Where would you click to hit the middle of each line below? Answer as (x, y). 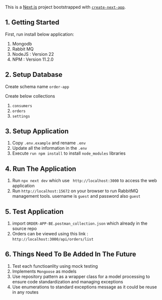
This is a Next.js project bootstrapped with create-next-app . (66, 7)
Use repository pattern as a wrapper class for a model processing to (81, 277)
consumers (22, 106)
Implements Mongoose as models (44, 271)
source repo (24, 229)
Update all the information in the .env (49, 148)
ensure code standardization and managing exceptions (68, 281)
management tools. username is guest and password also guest (76, 196)
